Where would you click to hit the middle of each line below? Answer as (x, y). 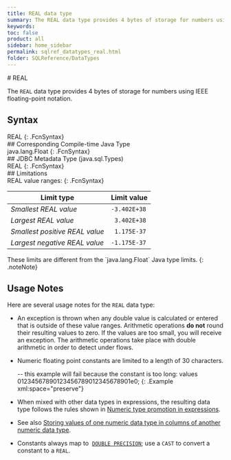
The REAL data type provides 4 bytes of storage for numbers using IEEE (108, 91)
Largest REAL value (42, 220)
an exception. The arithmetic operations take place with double (106, 340)
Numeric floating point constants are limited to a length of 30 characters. (120, 361)
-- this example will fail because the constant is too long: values (107, 374)
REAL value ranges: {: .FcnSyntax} (56, 180)
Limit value (129, 197)
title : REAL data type (40, 13)
